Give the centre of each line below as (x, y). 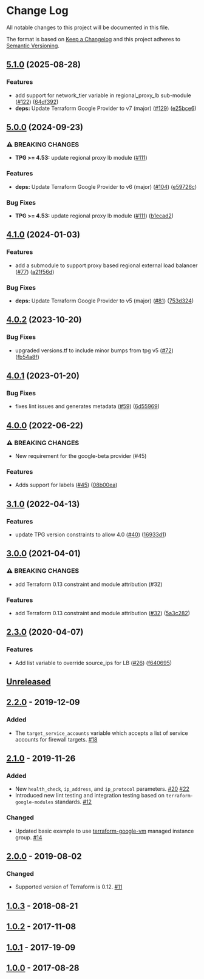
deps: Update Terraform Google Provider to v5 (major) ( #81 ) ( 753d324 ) (104, 301)
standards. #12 (73, 802)
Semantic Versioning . (33, 46)
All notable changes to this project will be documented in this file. (88, 27)
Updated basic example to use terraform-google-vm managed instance (104, 831)
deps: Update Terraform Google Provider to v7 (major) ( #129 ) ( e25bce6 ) (106, 108)
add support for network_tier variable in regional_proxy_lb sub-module (103, 95)
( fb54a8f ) (27, 356)
